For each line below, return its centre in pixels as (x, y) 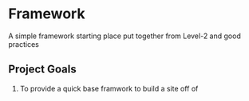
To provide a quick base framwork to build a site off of (109, 88)
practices (24, 44)
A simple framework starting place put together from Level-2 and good (125, 36)
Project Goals (43, 70)
